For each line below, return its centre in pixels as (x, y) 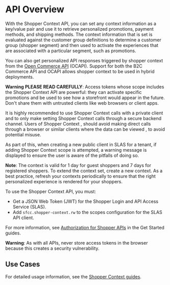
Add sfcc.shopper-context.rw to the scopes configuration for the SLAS (87, 212)
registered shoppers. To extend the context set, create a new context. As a (84, 171)
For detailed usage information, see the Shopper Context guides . (74, 276)
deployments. (20, 77)
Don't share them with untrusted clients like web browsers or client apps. (82, 103)
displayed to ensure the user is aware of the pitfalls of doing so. (72, 155)
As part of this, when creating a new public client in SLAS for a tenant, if (81, 145)
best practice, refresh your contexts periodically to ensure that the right (80, 176)
